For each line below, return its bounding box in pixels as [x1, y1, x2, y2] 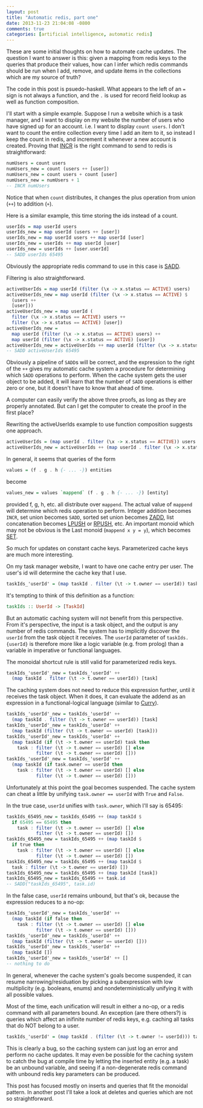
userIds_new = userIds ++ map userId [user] [6, 240, 120, 247]
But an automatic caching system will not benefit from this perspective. [6, 614, 184, 622]
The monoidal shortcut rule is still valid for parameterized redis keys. [6, 658, 177, 665]
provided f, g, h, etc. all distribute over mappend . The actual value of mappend [6, 500, 193, 508]
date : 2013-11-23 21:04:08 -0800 [6, 20, 91, 26]
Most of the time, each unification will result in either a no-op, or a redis [6, 1002, 184, 1010]
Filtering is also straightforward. [6, 274, 86, 281]
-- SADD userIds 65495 [6, 252, 63, 258]
